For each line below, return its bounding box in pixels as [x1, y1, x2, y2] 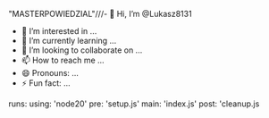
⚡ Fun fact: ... [21, 78, 71, 88]
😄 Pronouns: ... [21, 68, 80, 78]
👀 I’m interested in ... [21, 26, 97, 36]
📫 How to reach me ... [21, 55, 105, 65]
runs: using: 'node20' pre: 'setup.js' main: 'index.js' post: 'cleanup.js [8, 98, 260, 109]
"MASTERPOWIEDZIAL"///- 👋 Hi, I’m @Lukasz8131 [8, 9, 193, 19]
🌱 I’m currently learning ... [21, 36, 117, 46]
